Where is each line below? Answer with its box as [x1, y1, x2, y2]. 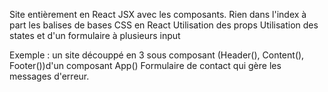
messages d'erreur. [9, 70, 90, 82]
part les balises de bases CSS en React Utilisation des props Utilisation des [9, 19, 319, 31]
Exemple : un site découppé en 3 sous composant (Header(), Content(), [9, 49, 305, 61]
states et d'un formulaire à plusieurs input [9, 30, 181, 41]
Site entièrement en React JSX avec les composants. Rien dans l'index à [9, 9, 307, 20]
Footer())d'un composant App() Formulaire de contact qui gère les [9, 60, 282, 71]
